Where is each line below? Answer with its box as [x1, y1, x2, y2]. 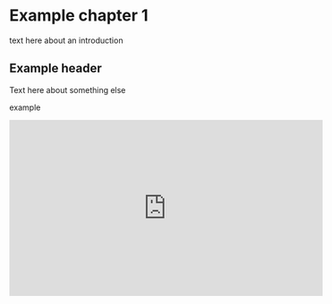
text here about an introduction [9, 35, 123, 46]
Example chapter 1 [9, 5, 149, 26]
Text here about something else [9, 84, 126, 95]
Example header [9, 61, 102, 76]
